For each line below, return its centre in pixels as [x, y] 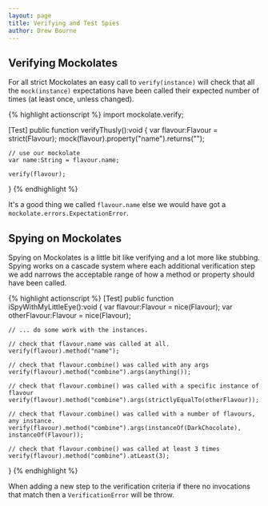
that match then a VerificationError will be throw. [91, 495]
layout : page [30, 16]
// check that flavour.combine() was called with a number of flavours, [132, 414]
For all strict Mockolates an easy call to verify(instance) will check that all [132, 82]
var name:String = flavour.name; [64, 161]
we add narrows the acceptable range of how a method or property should [132, 274]
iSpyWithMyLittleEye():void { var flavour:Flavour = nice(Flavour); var [121, 307]
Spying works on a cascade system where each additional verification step [132, 266]
